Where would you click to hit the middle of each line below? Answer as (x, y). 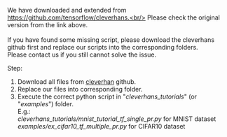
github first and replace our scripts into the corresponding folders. (103, 47)
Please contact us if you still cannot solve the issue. (82, 55)
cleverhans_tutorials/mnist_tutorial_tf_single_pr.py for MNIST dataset (117, 119)
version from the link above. (48, 25)
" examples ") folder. (45, 104)
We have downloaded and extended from (67, 10)
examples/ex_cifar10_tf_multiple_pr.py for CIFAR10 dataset (101, 126)
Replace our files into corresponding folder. (80, 89)
